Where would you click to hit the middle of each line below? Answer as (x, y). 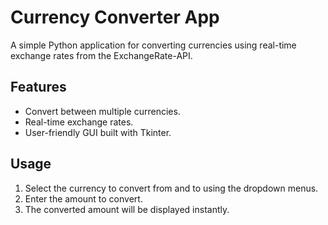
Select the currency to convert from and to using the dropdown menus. (171, 188)
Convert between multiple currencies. (102, 111)
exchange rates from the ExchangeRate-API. (101, 55)
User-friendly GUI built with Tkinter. (98, 132)
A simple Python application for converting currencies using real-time (153, 45)
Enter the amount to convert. (83, 198)
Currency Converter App (115, 17)
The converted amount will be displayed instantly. (127, 209)
